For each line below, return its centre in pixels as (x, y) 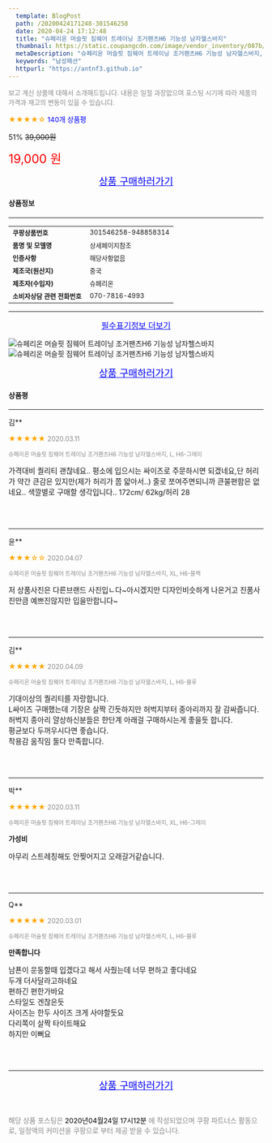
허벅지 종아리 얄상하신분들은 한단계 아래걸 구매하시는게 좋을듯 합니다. (121, 720)
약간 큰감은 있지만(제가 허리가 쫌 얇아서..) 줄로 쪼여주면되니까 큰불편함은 (134, 482)
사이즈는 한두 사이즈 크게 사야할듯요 (66, 1013)
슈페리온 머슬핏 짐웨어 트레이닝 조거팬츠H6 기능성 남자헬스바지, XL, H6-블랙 (104, 574)
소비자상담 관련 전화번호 (47, 296)
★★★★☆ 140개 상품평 (47, 119)
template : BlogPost (49, 16)
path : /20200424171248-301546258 (72, 24)
